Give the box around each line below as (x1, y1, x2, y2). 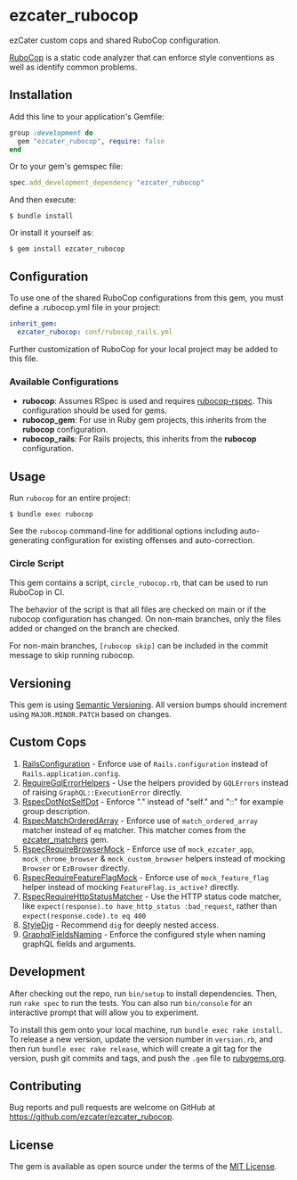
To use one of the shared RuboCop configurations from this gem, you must (9, 293, 285, 303)
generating (9, 534, 50, 545)
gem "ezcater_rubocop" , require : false (17, 136, 165, 145)
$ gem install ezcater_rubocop (9, 244, 125, 254)
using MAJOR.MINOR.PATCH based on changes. (9, 709, 172, 720)
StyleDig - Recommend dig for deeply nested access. (21, 920, 220, 930)
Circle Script (9, 557, 65, 569)
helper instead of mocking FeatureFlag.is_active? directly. (21, 881, 240, 892)
